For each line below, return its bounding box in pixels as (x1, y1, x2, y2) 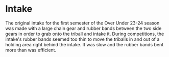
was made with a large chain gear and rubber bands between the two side (5, 25, 162, 31)
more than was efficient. (5, 47, 57, 53)
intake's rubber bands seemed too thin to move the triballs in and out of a (5, 36, 160, 42)
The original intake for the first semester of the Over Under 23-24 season (5, 20, 160, 26)
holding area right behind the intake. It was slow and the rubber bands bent (5, 41, 164, 47)
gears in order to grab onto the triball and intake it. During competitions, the (5, 31, 164, 37)
